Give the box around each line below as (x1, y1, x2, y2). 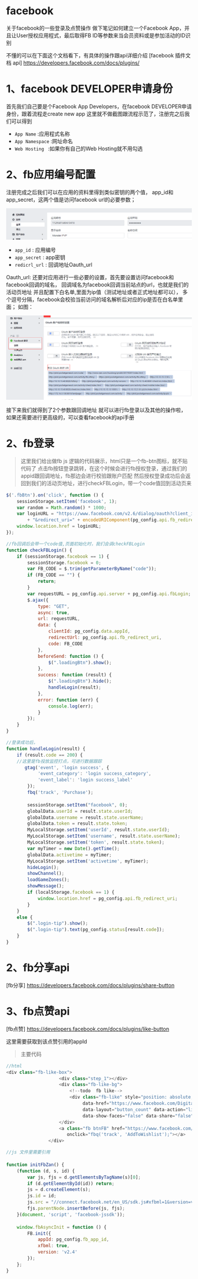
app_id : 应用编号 (14, 246, 56, 253)
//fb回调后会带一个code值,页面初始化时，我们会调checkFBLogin (6, 541, 146, 547)
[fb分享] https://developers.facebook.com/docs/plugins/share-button (6, 981, 175, 989)
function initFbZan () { (6, 1161, 65, 1168)
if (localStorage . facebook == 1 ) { (27, 889, 115, 896)
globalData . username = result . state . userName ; (27, 815, 144, 821)
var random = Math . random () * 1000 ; (16, 505, 107, 511)
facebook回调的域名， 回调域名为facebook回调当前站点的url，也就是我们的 (6, 281, 189, 288)
